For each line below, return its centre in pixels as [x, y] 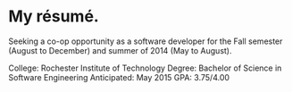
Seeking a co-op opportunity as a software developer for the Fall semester [146, 41]
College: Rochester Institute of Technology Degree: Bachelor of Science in [145, 68]
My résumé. [54, 17]
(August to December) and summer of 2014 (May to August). [120, 50]
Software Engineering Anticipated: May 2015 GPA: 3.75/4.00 [119, 77]
